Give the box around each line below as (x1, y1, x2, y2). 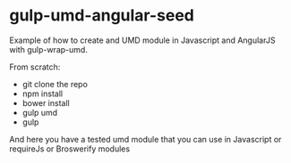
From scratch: (9, 61, 61, 72)
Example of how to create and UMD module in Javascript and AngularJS (9, 35, 276, 45)
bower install (21, 97, 70, 108)
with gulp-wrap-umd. (9, 44, 88, 54)
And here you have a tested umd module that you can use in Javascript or (9, 134, 282, 144)
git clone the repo (21, 78, 88, 89)
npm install (21, 88, 64, 99)
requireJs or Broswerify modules (9, 143, 131, 154)
